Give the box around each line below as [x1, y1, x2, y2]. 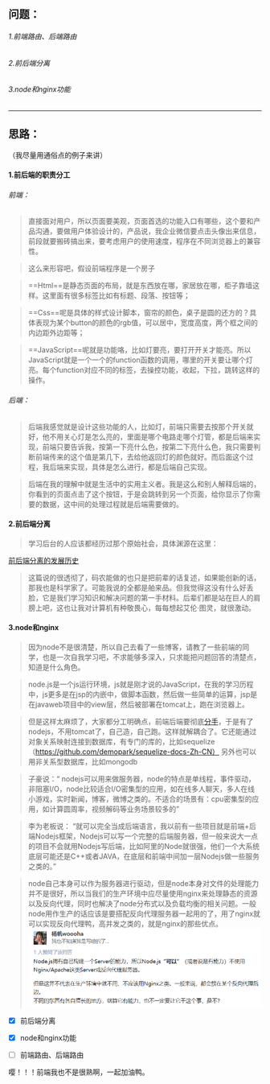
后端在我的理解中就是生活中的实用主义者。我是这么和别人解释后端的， [27, 479, 261, 488]
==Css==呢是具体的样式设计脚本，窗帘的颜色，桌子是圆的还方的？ [27, 308, 250, 318]
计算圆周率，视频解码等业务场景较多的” [49, 804, 179, 814]
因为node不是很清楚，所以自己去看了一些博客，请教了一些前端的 [27, 642, 243, 652]
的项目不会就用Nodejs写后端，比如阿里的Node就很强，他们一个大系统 [27, 842, 260, 851]
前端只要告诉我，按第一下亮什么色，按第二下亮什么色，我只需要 [42, 442, 254, 451]
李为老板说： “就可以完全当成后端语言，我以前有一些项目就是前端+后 [27, 822, 257, 831]
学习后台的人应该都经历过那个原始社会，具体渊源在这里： [27, 538, 219, 548]
